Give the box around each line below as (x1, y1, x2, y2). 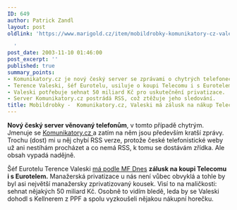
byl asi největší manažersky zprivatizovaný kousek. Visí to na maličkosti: (7, 180, 217, 187)
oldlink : (7, 30, 33, 37)
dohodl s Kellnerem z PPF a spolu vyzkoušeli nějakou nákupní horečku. (7, 194, 214, 203)
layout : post (7, 23, 46, 30)
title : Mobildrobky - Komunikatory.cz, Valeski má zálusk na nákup (7, 101, 213, 109)
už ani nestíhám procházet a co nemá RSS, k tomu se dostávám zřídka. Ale (7, 144, 225, 152)
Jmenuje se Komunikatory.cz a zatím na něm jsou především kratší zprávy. (7, 128, 224, 137)
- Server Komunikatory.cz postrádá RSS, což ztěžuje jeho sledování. (7, 95, 217, 102)
